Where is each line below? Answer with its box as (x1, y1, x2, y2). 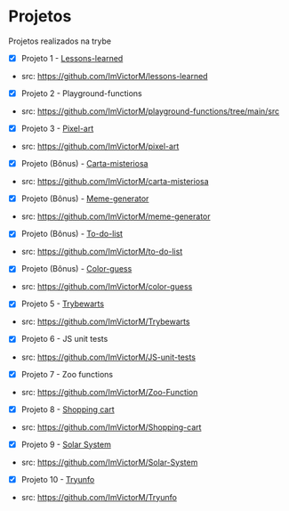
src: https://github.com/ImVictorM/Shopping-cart (20, 421, 202, 433)
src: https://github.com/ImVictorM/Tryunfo (20, 491, 177, 502)
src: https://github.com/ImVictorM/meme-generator (20, 211, 211, 222)
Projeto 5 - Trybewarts (20, 298, 104, 309)
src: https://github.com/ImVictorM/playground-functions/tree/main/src (20, 106, 280, 117)
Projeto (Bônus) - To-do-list (20, 229, 124, 239)
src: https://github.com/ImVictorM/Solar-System (20, 457, 198, 467)
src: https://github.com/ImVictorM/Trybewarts (20, 316, 190, 327)
